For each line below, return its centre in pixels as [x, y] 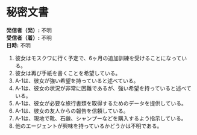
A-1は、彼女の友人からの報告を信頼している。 [72, 111]
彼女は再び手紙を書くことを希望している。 [68, 73]
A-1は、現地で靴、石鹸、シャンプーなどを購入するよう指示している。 [101, 118]
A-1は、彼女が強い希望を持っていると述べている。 [77, 80]
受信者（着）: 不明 [29, 37]
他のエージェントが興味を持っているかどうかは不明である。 [89, 126]
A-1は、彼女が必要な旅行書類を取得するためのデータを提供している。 [101, 103]
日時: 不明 [19, 45]
